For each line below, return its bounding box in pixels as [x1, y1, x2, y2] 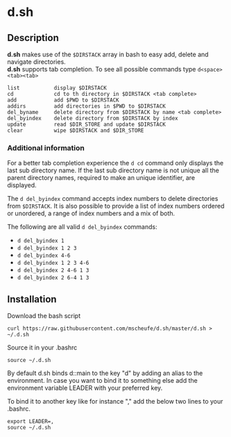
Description [7, 32, 59, 44]
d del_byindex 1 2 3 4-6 [17, 260, 89, 267]
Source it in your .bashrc [7, 343, 78, 352]
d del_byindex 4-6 [17, 252, 71, 259]
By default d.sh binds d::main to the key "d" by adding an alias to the [7, 369, 203, 377]
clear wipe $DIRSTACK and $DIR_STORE [7, 127, 144, 134]
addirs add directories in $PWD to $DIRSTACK [7, 103, 166, 110]
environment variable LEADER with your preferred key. [7, 384, 163, 393]
